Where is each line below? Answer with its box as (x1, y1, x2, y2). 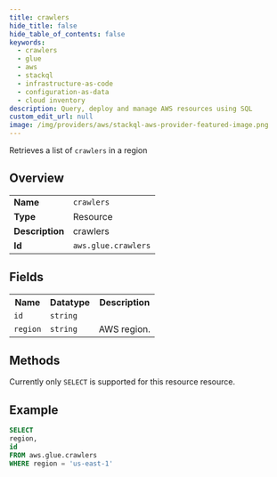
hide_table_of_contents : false (9, 29, 126, 38)
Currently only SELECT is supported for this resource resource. (9, 376, 236, 387)
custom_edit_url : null (9, 112, 94, 121)
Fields (9, 270, 45, 285)
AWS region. (98, 322, 151, 335)
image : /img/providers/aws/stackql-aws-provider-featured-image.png (9, 121, 269, 130)
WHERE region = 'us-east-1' (9, 459, 114, 468)
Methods (9, 353, 61, 368)
